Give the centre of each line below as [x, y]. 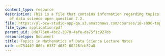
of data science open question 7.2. [47, 19]
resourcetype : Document [29, 37]
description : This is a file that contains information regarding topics [82, 14]
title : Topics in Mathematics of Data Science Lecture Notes [69, 41]
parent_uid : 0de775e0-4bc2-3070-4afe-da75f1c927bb [58, 32]
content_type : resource [29, 9]
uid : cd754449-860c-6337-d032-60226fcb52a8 [50, 46]
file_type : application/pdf [34, 28]
